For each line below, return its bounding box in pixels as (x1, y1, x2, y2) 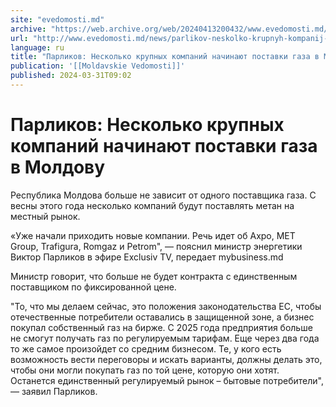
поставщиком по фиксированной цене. (10, 281, 177, 293)
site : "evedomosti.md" (10, 14, 105, 25)
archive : (10, 24, 47, 34)
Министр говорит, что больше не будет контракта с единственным (10, 270, 298, 282)
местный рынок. (10, 210, 81, 222)
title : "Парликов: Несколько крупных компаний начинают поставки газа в (10, 52, 320, 62)
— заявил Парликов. (10, 385, 98, 397)
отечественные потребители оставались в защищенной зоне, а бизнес (10, 311, 315, 323)
